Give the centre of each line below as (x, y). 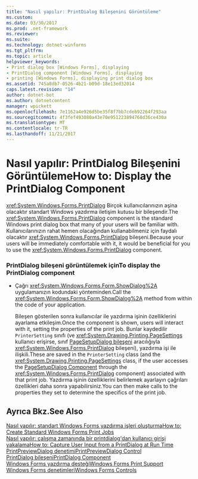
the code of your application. (50, 305)
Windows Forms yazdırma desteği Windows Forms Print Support (85, 463)
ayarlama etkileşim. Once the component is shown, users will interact (99, 323)
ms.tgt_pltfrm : (25, 51)
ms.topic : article (29, 56)
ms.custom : (20, 17)
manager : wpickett (29, 106)
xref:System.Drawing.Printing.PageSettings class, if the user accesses (101, 361)
